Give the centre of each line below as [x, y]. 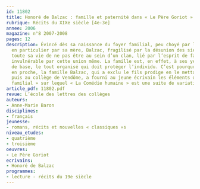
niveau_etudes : [25, 133]
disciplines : [22, 111]
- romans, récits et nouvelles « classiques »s [66, 127]
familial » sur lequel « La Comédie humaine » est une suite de [93, 84]
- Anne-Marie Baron [30, 105]
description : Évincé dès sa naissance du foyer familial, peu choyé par [98, 45]
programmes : [21, 172]
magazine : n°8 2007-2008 [37, 34]
